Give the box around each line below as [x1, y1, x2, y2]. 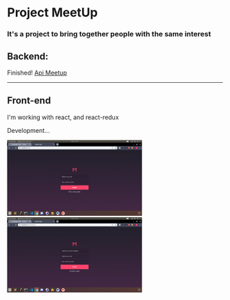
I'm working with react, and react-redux [7, 113, 119, 121]
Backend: [7, 50, 49, 62]
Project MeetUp [7, 5, 98, 21]
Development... [7, 126, 50, 134]
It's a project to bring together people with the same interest [7, 29, 212, 39]
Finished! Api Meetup [7, 68, 67, 77]
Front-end [7, 95, 51, 107]
